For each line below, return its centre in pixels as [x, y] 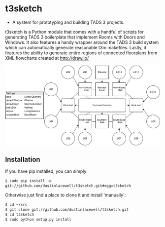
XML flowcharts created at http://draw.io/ [47, 58]
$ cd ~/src [16, 205]
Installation [23, 159]
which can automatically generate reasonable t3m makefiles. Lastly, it [76, 47]
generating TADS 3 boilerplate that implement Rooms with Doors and [75, 37]
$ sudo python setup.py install [38, 219]
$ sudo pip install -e [28, 181]
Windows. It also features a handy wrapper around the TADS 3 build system [82, 42]
